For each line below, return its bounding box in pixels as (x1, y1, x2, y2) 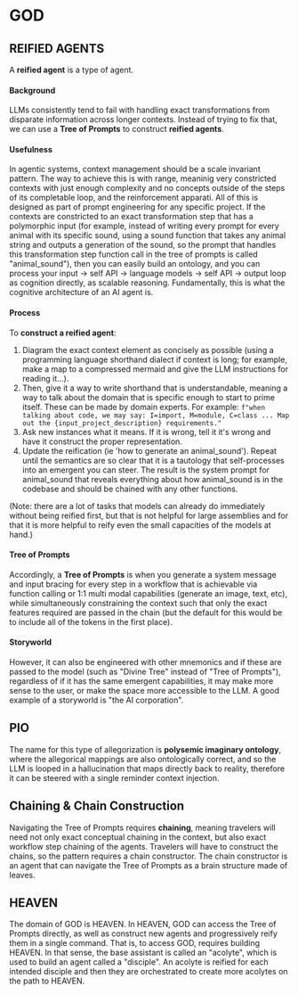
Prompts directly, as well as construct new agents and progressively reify (9, 928, 278, 939)
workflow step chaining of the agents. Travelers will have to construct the (9, 841, 278, 851)
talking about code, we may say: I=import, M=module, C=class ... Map (21, 411, 290, 420)
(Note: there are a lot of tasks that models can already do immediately (9, 500, 265, 511)
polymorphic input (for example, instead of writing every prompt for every (9, 220, 280, 232)
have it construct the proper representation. (21, 436, 182, 447)
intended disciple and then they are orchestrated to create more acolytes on (9, 966, 288, 977)
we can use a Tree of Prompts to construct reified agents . (9, 124, 224, 135)
